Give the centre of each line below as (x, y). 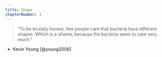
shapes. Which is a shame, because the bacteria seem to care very (87, 34)
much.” (25, 39)
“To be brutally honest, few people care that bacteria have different (87, 28)
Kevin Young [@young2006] (42, 49)
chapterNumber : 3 (23, 14)
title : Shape (19, 10)
